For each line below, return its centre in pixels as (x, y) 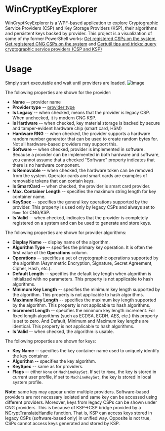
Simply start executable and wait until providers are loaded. (65, 83)
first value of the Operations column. (50, 252)
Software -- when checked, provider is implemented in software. (78, 149)
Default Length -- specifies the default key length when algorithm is (82, 274)
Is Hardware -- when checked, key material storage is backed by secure (86, 123)
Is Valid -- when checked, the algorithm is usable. (63, 331)
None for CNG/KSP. (31, 212)
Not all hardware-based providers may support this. (65, 144)
